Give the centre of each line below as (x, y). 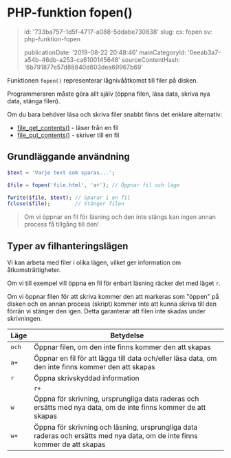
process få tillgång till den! (62, 225)
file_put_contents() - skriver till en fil (68, 135)
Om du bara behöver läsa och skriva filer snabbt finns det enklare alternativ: (115, 114)
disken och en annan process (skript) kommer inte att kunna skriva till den (112, 304)
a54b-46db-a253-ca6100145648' (72, 59)
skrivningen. (25, 319)
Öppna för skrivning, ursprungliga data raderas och (116, 399)
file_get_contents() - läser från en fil (68, 127)
